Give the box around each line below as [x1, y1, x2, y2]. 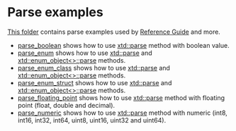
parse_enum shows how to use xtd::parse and [17, 49, 152, 57]
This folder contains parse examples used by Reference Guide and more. [7, 27, 221, 36]
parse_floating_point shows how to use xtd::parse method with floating [17, 93, 225, 102]
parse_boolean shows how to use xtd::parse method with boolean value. [17, 41, 230, 49]
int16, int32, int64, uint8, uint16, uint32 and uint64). [17, 116, 167, 124]
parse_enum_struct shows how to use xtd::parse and [17, 78, 172, 87]
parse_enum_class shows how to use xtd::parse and [17, 63, 170, 72]
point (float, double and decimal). [17, 101, 116, 109]
